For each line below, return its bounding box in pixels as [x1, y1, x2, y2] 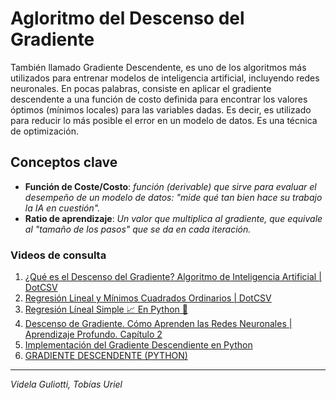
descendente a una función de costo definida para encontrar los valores [10, 93, 308, 105]
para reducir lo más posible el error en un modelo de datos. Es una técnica [10, 114, 318, 126]
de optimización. [10, 125, 79, 137]
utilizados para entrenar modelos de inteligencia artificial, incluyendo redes [10, 72, 320, 84]
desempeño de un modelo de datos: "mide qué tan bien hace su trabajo [24, 191, 323, 203]
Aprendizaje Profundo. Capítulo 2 [24, 328, 163, 341]
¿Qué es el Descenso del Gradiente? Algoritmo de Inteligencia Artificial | [24, 271, 322, 283]
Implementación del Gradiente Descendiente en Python [24, 339, 253, 351]
